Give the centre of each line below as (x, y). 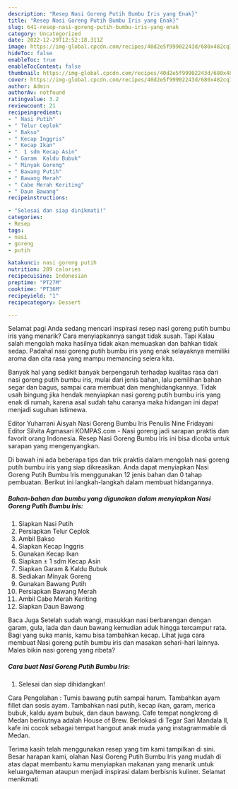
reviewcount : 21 (32, 106)
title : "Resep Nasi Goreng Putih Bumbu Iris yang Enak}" (94, 21)
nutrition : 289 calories (44, 269)
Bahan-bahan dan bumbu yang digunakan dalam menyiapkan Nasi (109, 498)
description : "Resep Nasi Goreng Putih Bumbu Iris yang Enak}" (103, 14)
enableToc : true (32, 60)
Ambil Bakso (36, 539)
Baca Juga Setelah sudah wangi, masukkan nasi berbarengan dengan (109, 620)
